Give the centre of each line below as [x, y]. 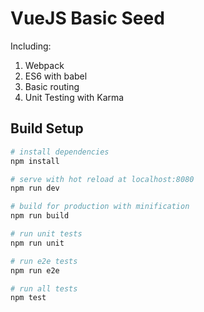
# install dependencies [60, 152]
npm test [28, 298]
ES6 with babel [56, 76]
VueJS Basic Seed [87, 18]
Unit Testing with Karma [74, 97]
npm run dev [35, 188]
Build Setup [47, 128]
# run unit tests [46, 234]
